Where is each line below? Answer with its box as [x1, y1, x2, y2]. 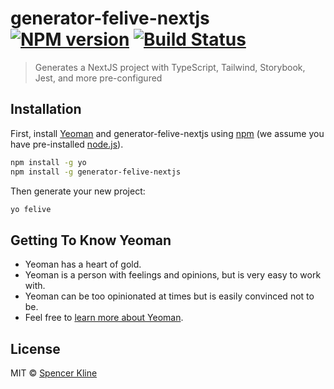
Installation [10, 101, 82, 118]
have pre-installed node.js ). [10, 138, 124, 150]
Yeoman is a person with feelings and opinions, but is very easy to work [24, 269, 322, 281]
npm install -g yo [10, 157, 87, 167]
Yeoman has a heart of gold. [24, 258, 142, 271]
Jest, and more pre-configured [34, 72, 163, 84]
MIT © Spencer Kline [10, 367, 98, 379]
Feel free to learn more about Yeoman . [24, 312, 184, 324]
